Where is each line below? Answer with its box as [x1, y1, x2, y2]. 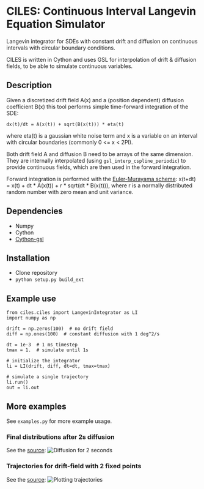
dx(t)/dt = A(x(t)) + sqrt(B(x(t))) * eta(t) [6, 121, 124, 127]
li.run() [6, 379, 29, 386]
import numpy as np [6, 315, 56, 321]
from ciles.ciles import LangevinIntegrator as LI [6, 310, 138, 316]
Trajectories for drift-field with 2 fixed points [6, 462, 142, 471]
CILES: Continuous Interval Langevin [6, 4, 197, 18]
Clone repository [15, 269, 58, 277]
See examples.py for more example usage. [6, 417, 112, 425]
